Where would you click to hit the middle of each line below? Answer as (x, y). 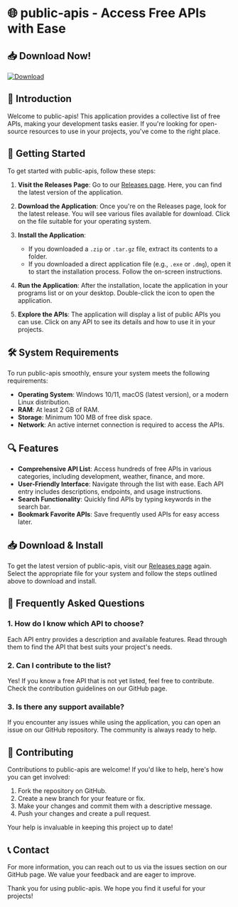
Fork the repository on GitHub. (62, 791)
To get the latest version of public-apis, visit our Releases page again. (109, 566)
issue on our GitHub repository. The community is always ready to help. (112, 730)
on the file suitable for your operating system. (84, 221)
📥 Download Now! (49, 56)
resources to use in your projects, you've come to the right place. (125, 131)
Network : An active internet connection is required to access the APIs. (121, 425)
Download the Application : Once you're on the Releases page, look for (122, 206)
